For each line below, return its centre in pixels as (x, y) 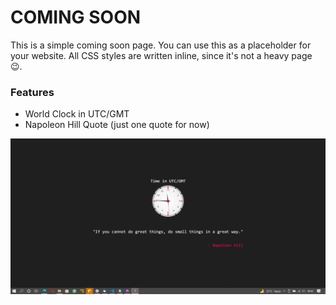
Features (32, 92)
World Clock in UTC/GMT (77, 114)
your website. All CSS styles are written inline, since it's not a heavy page (161, 55)
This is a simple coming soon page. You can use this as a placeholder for (161, 45)
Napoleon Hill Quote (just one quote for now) (117, 125)
